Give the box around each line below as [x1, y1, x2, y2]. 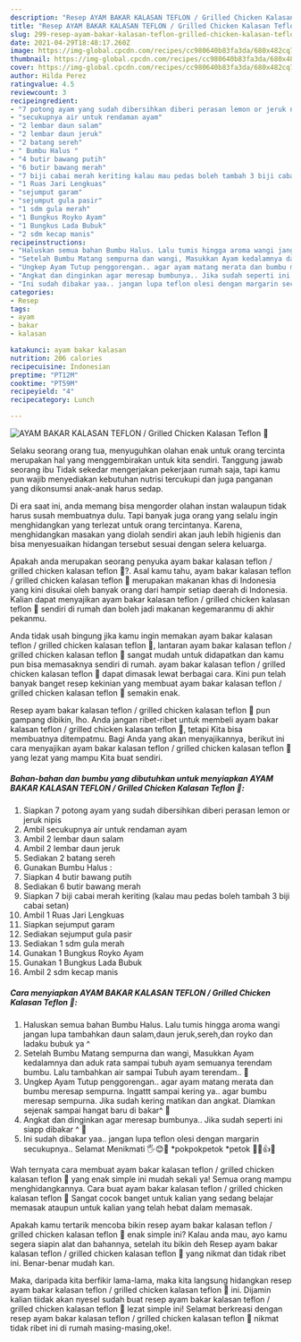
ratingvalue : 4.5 [10, 80, 75, 89]
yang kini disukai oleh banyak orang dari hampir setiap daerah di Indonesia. [10, 585, 288, 595]
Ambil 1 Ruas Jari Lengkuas [22, 910, 124, 920]
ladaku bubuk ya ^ [22, 1038, 90, 1048]
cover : [10, 64, 35, 73]
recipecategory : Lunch [10, 396, 95, 405]
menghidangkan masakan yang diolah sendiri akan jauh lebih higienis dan [10, 529, 281, 540]
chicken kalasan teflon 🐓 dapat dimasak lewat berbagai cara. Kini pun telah [10, 669, 287, 679]
